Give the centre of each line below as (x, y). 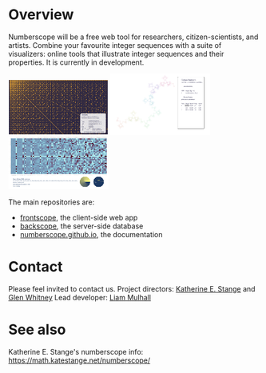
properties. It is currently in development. (76, 62)
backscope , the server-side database (81, 226)
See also (37, 330)
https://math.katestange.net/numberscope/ (79, 360)
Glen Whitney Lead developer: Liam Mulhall (80, 297)
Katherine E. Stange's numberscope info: (76, 351)
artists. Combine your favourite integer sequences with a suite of (115, 45)
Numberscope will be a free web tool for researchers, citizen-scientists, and (133, 37)
